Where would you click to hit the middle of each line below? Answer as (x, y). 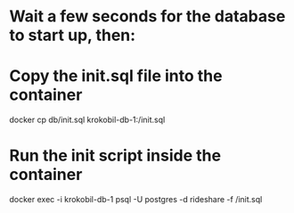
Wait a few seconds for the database (147, 16)
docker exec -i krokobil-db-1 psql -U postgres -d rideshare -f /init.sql (136, 200)
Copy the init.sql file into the (116, 76)
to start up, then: (73, 35)
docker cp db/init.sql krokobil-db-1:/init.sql (87, 120)
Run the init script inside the (115, 156)
